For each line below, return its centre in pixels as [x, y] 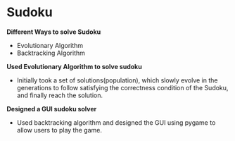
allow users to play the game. [59, 130]
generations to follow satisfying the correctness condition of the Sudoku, [122, 87]
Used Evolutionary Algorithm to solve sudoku [74, 66]
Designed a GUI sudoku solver [52, 109]
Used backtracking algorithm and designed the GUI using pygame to [116, 122]
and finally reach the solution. [60, 95]
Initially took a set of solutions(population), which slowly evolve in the [117, 80]
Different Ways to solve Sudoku [54, 32]
